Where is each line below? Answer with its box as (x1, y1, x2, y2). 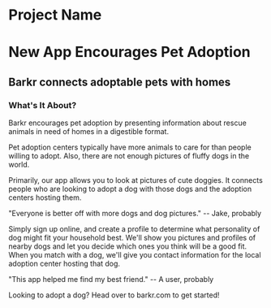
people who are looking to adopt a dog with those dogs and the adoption (8, 184, 252, 194)
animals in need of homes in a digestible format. (8, 127, 169, 137)
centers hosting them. (8, 193, 82, 202)
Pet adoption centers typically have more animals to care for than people (8, 142, 252, 152)
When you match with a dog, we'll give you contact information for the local (8, 250, 261, 260)
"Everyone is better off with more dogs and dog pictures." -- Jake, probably (8, 209, 262, 219)
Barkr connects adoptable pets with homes (8, 75, 231, 89)
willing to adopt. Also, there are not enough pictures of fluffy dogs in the (8, 151, 250, 161)
